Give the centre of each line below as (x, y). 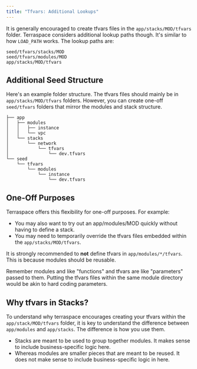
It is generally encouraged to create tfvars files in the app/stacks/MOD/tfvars (99, 28)
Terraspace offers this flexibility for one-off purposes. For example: (88, 212)
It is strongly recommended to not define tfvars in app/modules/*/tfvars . (94, 254)
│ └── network (32, 143)
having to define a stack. (45, 230)
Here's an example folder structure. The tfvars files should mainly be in (92, 94)
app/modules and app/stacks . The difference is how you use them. (86, 329)
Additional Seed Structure (55, 80)
